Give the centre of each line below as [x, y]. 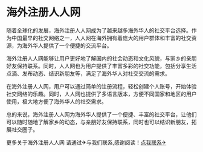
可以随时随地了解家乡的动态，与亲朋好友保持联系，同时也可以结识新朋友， [99, 122]
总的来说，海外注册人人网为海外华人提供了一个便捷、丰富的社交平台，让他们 [101, 114]
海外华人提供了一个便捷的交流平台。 [67, 45]
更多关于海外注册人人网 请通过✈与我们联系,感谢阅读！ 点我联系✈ [86, 142]
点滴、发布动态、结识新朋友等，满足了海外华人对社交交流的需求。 [88, 73]
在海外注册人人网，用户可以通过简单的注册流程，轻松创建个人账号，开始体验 [101, 86]
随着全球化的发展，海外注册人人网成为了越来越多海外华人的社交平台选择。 [99, 30]
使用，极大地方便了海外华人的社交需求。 [56, 101]
